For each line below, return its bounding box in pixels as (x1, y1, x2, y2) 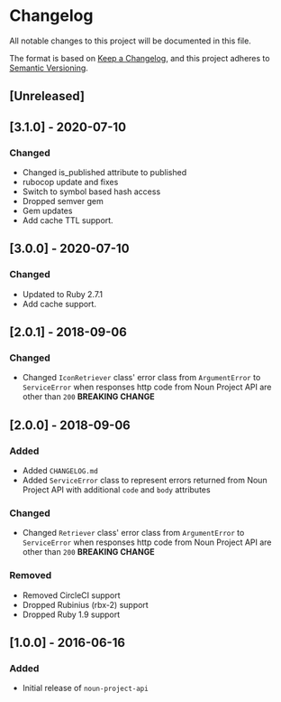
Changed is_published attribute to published (22, 167, 187, 178)
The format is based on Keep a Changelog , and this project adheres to (9, 52, 270, 63)
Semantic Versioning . (9, 62, 88, 73)
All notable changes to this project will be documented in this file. (9, 35, 252, 46)
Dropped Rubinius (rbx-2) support (22, 599, 149, 610)
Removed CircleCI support (22, 589, 121, 601)
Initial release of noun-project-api (22, 683, 149, 694)
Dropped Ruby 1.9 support (22, 609, 121, 620)
